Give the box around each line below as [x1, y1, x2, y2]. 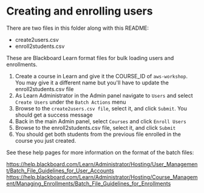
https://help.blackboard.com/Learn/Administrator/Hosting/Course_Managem [6, 173, 198, 180]
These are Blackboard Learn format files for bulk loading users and [6, 54, 174, 61]
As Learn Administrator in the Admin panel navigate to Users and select [15, 92, 193, 99]
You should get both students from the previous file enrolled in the [15, 130, 181, 138]
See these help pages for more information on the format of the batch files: [6, 149, 194, 156]
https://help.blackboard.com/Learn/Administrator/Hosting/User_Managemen [6, 160, 198, 168]
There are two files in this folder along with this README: [6, 24, 149, 32]
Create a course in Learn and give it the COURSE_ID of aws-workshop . [15, 72, 188, 80]
